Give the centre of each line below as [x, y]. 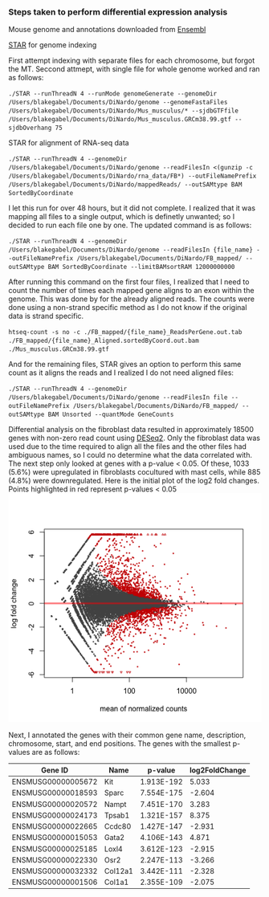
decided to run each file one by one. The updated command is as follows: [130, 225]
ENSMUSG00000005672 [55, 782]
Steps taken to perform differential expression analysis [118, 12]
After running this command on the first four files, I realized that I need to [129, 282]
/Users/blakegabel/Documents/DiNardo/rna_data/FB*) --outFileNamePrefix [132, 176]
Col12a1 [119, 871]
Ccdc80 [118, 826]
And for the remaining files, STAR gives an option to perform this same [125, 365]
